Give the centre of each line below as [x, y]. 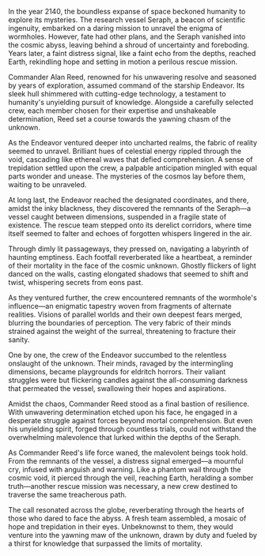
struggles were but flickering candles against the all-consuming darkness [128, 380]
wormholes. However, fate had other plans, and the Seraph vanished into [127, 36]
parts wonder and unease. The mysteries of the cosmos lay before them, [127, 176]
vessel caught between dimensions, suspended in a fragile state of [117, 217]
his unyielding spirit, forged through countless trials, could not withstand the [132, 429]
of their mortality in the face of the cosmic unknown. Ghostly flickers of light [132, 265]
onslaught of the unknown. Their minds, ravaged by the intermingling [121, 363]
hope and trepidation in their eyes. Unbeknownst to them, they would [121, 527]
